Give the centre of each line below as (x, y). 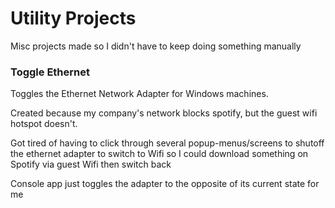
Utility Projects (73, 18)
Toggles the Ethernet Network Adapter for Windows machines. (139, 94)
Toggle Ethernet (50, 72)
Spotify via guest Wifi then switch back (91, 164)
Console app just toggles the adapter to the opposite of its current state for (165, 184)
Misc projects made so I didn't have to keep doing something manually (156, 46)
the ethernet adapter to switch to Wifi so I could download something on (159, 154)
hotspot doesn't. (44, 124)
